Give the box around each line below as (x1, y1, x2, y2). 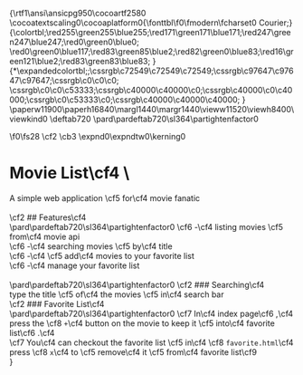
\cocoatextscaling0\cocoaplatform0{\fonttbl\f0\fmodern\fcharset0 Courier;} (9, 17, 293, 28)
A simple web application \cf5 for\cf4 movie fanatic (9, 192, 201, 203)
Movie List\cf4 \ (9, 163, 130, 184)
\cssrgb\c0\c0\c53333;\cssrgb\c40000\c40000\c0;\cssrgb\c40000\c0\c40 (9, 85, 293, 95)
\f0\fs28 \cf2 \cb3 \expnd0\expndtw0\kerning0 (9, 131, 186, 141)
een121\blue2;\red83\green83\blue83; (9, 56, 151, 66)
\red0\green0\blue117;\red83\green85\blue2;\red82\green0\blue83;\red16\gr (9, 46, 294, 57)
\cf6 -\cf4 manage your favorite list (9, 260, 140, 271)
